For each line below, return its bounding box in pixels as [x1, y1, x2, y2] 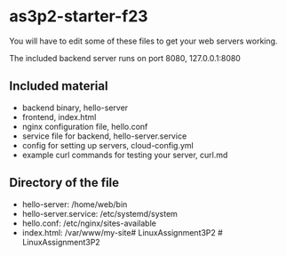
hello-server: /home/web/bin [21, 198, 128, 210]
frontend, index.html [21, 111, 97, 122]
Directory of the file [9, 175, 120, 190]
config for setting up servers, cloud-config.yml [21, 140, 194, 150]
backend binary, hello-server [21, 102, 129, 113]
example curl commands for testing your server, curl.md [21, 149, 228, 160]
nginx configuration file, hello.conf [21, 121, 148, 132]
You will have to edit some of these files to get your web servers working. [9, 36, 278, 46]
